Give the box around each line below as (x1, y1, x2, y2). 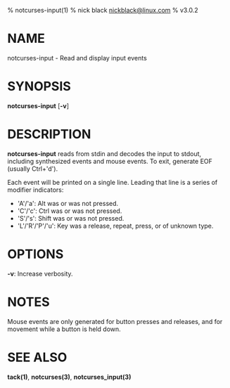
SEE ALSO (7, 349, 68, 365)
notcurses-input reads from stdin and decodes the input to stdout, (7, 149, 202, 157)
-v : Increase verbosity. (7, 269, 73, 278)
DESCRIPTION (7, 127, 91, 143)
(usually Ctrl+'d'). (7, 164, 58, 173)
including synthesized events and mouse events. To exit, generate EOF (7, 157, 213, 165)
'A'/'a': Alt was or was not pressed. (17, 199, 119, 207)
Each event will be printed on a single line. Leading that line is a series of (7, 178, 218, 186)
